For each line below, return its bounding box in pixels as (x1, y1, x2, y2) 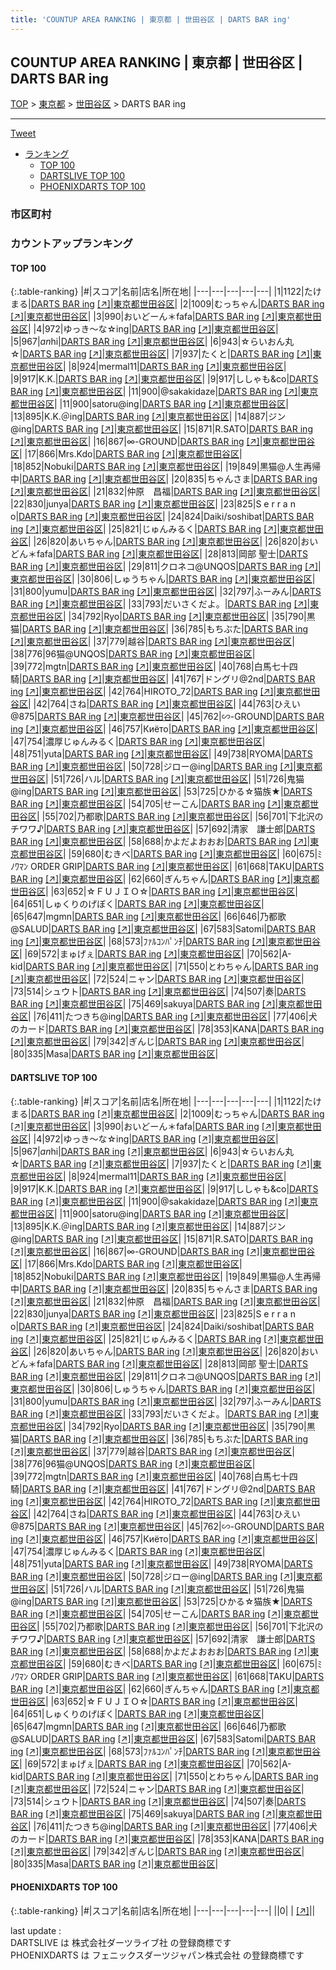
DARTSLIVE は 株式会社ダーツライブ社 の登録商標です (10, 1936, 232, 1948)
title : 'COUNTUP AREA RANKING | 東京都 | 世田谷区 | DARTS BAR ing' (10, 14, 292, 25)
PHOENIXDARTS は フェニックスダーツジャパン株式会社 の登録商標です (10, 1949, 305, 1961)
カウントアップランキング (10, 237, 133, 251)
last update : (10, 1924, 62, 1936)
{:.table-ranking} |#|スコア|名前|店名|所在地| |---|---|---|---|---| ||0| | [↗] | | (10, 1904, 316, 1916)
